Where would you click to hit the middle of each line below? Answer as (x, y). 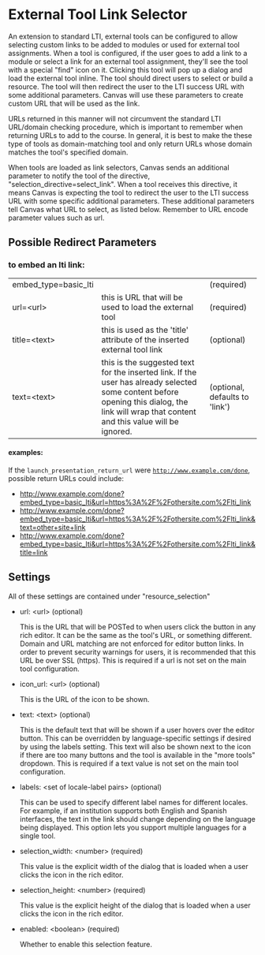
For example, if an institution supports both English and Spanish (123, 811)
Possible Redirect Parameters (82, 242)
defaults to (229, 397)
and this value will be (140, 421)
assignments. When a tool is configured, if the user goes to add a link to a (128, 53)
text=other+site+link (52, 527)
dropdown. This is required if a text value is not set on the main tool (129, 763)
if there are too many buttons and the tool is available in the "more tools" (137, 755)
